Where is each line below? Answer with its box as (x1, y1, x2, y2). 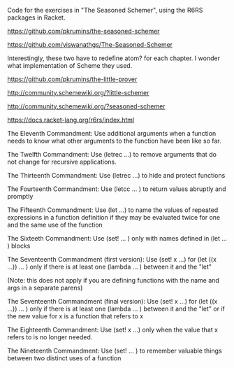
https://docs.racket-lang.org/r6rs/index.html (7, 115, 135, 124)
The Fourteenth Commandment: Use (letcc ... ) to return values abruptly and (7, 185, 226, 193)
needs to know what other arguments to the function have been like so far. (7, 136, 221, 145)
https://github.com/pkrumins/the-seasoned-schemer (7, 27, 160, 35)
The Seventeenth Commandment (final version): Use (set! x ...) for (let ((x (7, 297, 218, 305)
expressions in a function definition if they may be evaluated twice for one (7, 213, 221, 221)
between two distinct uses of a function (7, 354, 122, 362)
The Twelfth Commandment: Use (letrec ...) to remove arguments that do (7, 150, 217, 158)
